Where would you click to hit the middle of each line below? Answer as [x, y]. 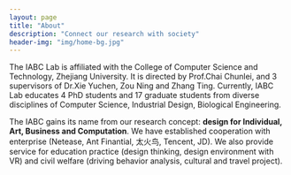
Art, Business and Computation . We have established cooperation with [140, 131]
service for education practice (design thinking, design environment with [142, 152]
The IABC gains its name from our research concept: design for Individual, [146, 122]
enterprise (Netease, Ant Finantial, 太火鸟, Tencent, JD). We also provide [142, 141]
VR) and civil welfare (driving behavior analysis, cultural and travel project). [146, 161]
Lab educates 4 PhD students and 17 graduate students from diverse [134, 95]
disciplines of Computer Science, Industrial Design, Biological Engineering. [145, 105]
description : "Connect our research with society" [104, 34]
